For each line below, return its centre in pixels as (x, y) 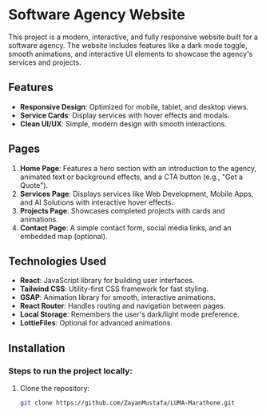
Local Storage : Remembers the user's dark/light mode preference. (129, 314)
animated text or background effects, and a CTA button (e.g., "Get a (131, 177)
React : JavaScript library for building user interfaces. (107, 281)
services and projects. (45, 62)
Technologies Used (57, 261)
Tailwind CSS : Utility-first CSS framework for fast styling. (114, 289)
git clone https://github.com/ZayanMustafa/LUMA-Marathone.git (127, 403)
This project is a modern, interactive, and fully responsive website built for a (133, 37)
